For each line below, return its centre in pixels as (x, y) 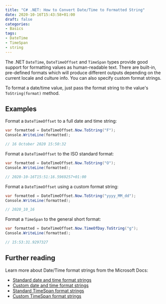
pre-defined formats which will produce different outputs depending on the (83, 72)
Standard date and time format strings (52, 280)
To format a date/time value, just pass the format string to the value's (77, 88)
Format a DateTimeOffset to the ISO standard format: (60, 154)
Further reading (30, 258)
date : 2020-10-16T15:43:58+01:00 (40, 15)
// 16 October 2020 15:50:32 (36, 144)
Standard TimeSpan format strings (48, 290)
